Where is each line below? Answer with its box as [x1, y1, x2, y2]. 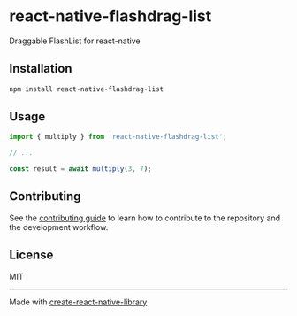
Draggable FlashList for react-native [9, 35, 141, 46]
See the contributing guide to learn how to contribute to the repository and [9, 212, 281, 223]
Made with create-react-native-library [9, 297, 148, 307]
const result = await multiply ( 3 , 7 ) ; [9, 165, 152, 173]
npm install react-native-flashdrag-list [9, 84, 164, 94]
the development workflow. [9, 221, 109, 232]
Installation [9, 61, 72, 76]
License [9, 248, 54, 263]
